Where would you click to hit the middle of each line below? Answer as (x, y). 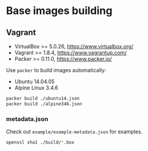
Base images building (59, 11)
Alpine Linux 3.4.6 (36, 88)
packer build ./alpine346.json (44, 104)
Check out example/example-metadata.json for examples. (74, 132)
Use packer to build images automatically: (56, 70)
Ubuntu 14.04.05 (35, 81)
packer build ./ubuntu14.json (43, 98)
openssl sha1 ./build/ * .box (40, 143)
